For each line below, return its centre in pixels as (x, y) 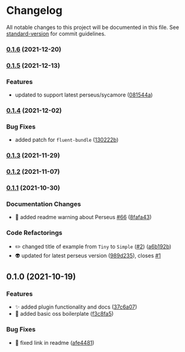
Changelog (34, 11)
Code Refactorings (34, 233)
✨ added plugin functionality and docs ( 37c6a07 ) (76, 307)
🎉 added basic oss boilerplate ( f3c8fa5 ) (64, 314)
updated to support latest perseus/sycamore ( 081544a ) (84, 95)
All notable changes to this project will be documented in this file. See (93, 27)
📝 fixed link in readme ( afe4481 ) (55, 342)
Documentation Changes (44, 204)
